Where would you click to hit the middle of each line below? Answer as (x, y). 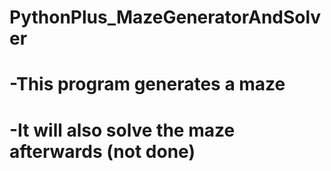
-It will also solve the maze (122, 130)
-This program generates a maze (147, 84)
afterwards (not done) (102, 151)
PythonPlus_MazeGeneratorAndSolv (165, 17)
